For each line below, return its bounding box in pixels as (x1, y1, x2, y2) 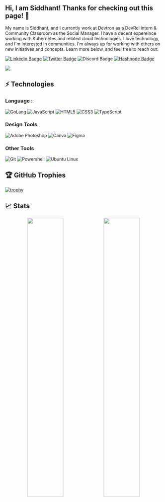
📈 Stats (5, 202, 30, 210)
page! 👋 (5, 12, 30, 20)
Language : (5, 97, 33, 104)
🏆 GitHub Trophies (5, 171, 66, 179)
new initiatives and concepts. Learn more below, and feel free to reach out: (5, 46, 159, 52)
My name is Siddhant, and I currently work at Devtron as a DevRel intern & (5, 25, 157, 31)
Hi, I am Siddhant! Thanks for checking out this (5, 4, 153, 12)
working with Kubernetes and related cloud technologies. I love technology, (5, 35, 160, 41)
